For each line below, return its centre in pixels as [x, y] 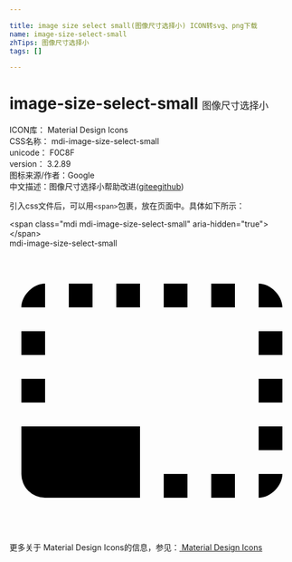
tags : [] [26, 51]
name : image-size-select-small [68, 34]
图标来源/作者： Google [52, 175]
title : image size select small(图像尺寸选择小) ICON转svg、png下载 [133, 25]
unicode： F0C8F [42, 153]
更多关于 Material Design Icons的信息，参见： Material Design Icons [136, 547]
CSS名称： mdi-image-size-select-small [85, 141]
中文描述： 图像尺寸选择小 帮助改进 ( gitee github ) [97, 187]
